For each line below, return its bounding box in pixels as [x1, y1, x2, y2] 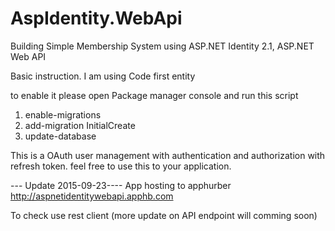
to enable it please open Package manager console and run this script [10, 89, 299, 101]
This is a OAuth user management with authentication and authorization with [10, 149, 326, 161]
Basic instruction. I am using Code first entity [10, 70, 196, 82]
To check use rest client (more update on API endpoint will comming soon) [10, 209, 318, 221]
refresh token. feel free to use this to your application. [10, 160, 232, 172]
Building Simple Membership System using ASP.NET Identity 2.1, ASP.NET [10, 40, 315, 52]
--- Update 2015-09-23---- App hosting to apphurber [10, 179, 232, 191]
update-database [24, 130, 97, 142]
